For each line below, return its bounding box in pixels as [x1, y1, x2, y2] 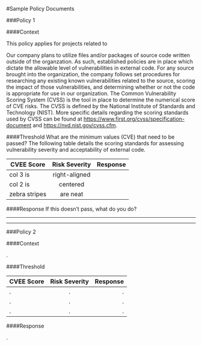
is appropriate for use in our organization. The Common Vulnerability [6, 90, 176, 97]
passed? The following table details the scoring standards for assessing [6, 140, 185, 146]
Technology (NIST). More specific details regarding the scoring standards [6, 109, 189, 116]
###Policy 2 [6, 228, 36, 235]
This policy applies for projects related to [6, 40, 108, 47]
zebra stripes [9, 190, 47, 198]
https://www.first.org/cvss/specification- [83, 115, 185, 122]
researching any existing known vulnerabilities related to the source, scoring [6, 77, 195, 84]
